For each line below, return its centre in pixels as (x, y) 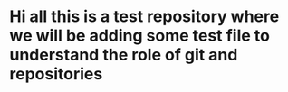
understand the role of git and (124, 55)
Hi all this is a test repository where (144, 17)
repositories (56, 74)
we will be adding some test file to (139, 36)
